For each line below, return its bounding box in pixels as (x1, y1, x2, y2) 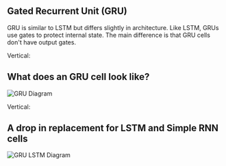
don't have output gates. (7, 38, 77, 46)
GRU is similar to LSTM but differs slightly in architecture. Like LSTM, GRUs (7, 23, 219, 31)
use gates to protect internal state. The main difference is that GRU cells (7, 31, 211, 39)
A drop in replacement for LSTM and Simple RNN (7, 122, 219, 134)
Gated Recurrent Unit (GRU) (7, 5, 128, 17)
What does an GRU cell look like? (7, 71, 150, 83)
